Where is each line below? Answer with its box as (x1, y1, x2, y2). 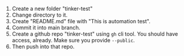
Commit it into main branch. (11, 24, 81, 31)
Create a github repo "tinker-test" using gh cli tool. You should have (11, 30, 179, 38)
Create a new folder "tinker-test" (11, 5, 93, 12)
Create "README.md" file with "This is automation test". (11, 18, 151, 24)
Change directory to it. (11, 11, 68, 18)
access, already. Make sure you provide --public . (11, 37, 135, 43)
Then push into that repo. (11, 43, 75, 50)
